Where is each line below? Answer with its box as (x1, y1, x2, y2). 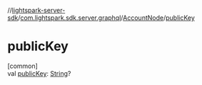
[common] (7, 62, 38, 70)
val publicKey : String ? (7, 69, 71, 77)
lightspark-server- (11, 6, 66, 14)
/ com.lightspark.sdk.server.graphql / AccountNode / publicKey (17, 13, 195, 22)
